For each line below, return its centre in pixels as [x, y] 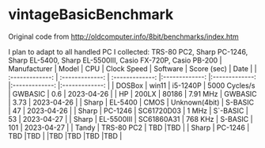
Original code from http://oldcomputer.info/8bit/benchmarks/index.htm [123, 36]
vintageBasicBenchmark [91, 15]
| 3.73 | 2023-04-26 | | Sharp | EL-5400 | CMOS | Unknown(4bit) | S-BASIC [131, 102]
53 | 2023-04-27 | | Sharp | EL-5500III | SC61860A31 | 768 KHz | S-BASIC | [131, 119]
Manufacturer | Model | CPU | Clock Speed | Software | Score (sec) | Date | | [132, 68]
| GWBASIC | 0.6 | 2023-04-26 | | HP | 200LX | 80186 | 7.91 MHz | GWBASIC [132, 93]
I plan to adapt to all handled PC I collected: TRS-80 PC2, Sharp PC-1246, [128, 51]
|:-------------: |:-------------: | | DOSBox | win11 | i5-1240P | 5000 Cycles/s [132, 85]
